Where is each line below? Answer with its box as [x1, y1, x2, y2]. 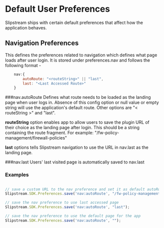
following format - [5, 62, 41, 68]
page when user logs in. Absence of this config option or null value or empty [5, 99, 159, 106]
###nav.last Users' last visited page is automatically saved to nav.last [5, 159, 145, 165]
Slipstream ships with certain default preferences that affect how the [5, 20, 143, 25]
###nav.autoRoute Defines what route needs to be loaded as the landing [5, 94, 151, 100]
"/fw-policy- [94, 130, 120, 136]
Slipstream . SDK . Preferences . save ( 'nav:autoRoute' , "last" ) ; [5, 205, 130, 210]
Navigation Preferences [5, 39, 79, 47]
